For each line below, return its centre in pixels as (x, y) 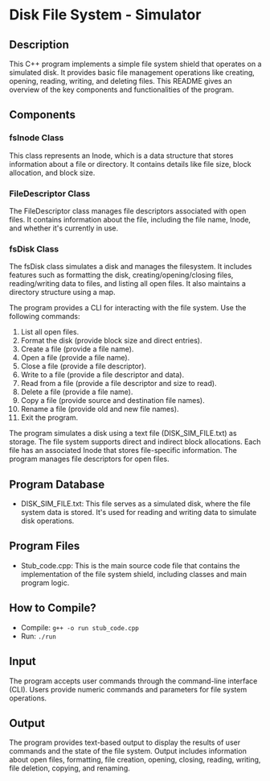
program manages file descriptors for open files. (89, 459)
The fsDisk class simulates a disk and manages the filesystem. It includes (131, 267)
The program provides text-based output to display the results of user (125, 742)
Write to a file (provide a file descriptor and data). (102, 375)
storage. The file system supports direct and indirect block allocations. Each (135, 442)
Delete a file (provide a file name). (77, 392)
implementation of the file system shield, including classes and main (134, 574)
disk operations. (47, 521)
